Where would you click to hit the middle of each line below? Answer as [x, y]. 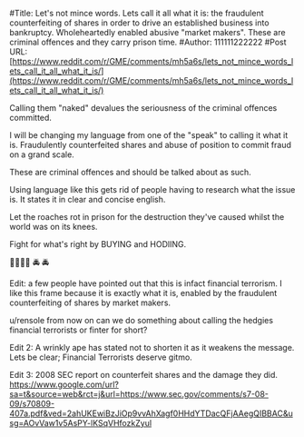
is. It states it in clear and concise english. [88, 199]
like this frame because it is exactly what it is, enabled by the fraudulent [143, 293]
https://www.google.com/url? [64, 384]
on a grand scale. [42, 154]
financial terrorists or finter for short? [78, 330]
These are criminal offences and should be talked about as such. [130, 172]
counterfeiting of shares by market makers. [90, 303]
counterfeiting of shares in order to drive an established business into [139, 23]
